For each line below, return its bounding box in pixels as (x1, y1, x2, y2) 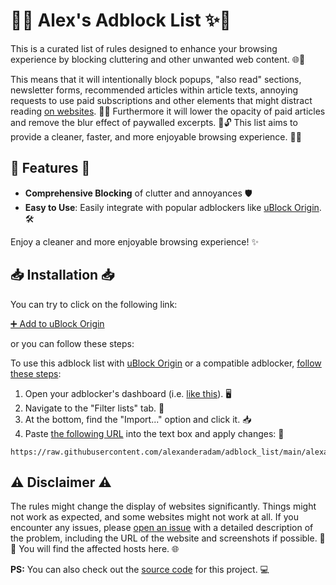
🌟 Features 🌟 (10, 160, 91, 177)
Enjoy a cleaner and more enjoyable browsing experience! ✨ (10, 235, 259, 248)
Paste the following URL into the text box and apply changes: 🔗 (24, 427, 285, 439)
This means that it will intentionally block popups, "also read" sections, (10, 73, 302, 85)
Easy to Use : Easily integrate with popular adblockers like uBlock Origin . (24, 201, 322, 213)
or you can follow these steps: (10, 337, 135, 349)
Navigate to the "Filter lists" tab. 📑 (24, 402, 165, 414)
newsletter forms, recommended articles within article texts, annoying (10, 84, 299, 96)
